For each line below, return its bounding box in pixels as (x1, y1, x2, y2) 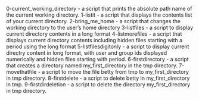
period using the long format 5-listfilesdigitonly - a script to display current (6, 43, 189, 50)
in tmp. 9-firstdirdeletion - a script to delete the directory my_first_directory (6, 81, 191, 88)
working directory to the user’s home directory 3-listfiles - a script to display (6, 24, 194, 31)
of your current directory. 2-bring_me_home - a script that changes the (6, 18, 181, 24)
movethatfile (6, 68, 37, 75)
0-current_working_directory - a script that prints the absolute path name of (6, 5, 192, 12)
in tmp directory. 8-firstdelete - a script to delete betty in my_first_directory (6, 74, 190, 82)
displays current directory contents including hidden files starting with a (6, 37, 183, 43)
